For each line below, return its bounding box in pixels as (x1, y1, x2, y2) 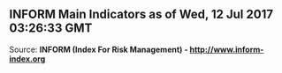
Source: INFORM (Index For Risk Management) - (9, 44, 188, 55)
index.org (9, 53, 46, 64)
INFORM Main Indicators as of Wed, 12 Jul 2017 (9, 7, 274, 22)
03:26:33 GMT (9, 21, 93, 36)
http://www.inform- (189, 44, 264, 55)
